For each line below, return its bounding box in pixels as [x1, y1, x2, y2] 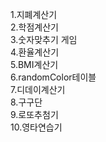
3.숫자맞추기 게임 [10, 34, 78, 45]
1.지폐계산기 [10, 9, 58, 20]
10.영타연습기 [10, 121, 63, 133]
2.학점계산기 [10, 21, 59, 33]
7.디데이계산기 [10, 84, 66, 95]
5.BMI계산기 [10, 59, 59, 70]
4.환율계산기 [10, 46, 60, 58]
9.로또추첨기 [10, 109, 59, 120]
